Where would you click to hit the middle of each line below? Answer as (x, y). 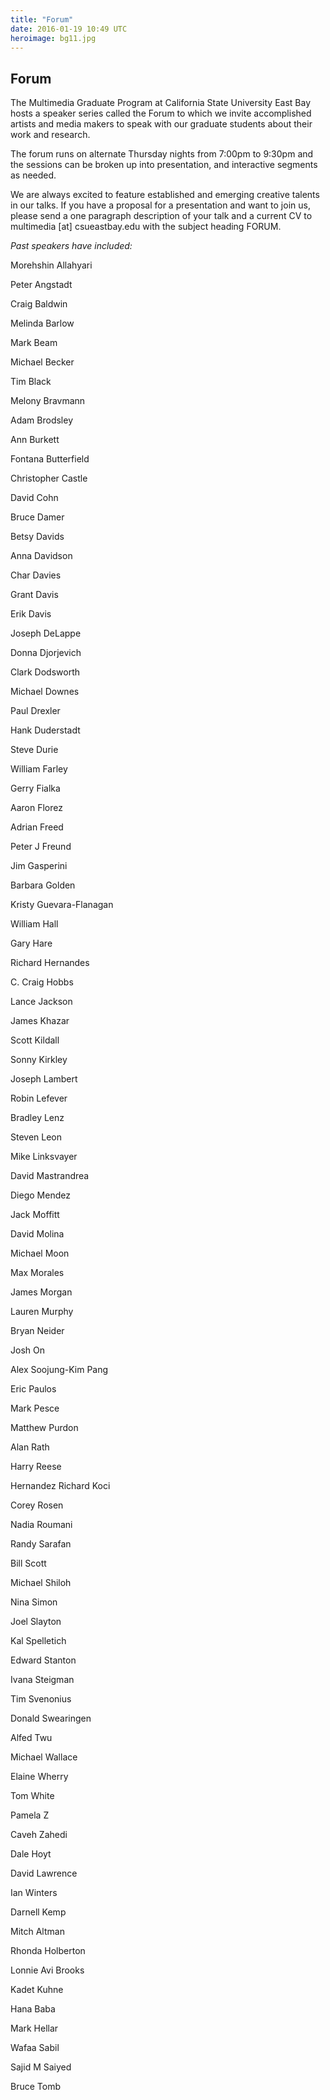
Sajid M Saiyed (41, 2067)
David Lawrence (44, 1873)
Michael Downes (45, 692)
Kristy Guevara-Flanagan (62, 905)
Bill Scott (28, 1563)
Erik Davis (31, 614)
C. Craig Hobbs (42, 982)
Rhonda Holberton (48, 1951)
